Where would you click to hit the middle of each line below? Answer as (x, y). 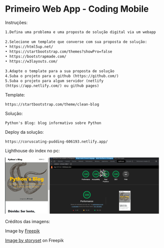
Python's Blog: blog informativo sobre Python (53, 123)
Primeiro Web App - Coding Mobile (77, 9)
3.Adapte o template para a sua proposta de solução (60, 71)
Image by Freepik (22, 231)
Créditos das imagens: (28, 221)
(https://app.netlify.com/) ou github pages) (52, 86)
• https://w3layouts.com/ (31, 61)
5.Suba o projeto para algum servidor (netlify (54, 81)
